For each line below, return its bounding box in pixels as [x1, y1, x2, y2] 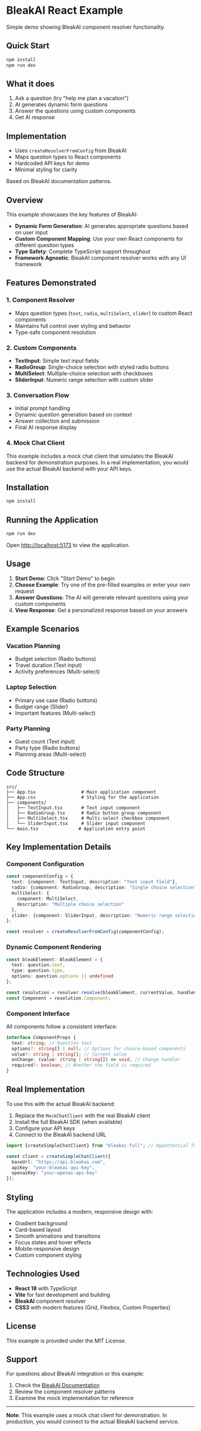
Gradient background [14, 1219, 68, 1227]
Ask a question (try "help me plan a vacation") [14, 95, 129, 102]
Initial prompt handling [14, 405, 71, 412]
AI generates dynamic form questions [14, 101, 108, 108]
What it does [6, 78, 55, 89]
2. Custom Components [6, 344, 77, 352]
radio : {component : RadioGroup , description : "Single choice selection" [11, 885, 197, 891]
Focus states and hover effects [14, 1238, 92, 1245]
